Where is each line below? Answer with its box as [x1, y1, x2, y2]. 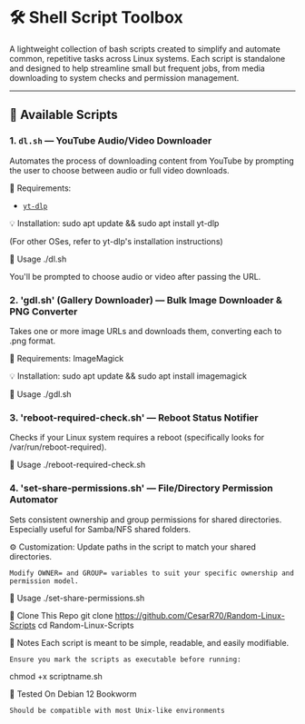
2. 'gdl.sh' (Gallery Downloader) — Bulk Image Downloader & [9, 293, 283, 306]
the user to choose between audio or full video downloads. [9, 164, 230, 175]
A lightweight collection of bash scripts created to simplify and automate [9, 43, 281, 55]
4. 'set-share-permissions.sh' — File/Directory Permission [9, 482, 274, 495]
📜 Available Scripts [9, 107, 118, 123]
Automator [9, 493, 59, 506]
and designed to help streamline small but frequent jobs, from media [9, 63, 265, 74]
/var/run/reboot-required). [9, 441, 107, 452]
